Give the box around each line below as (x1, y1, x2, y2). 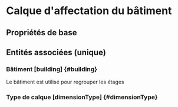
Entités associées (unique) (6, 47, 106, 57)
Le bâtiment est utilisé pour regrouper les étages (6, 78, 124, 86)
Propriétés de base (6, 28, 77, 38)
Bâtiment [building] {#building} (6, 65, 98, 73)
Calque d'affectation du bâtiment (6, 4, 172, 18)
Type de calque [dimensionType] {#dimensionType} (6, 93, 158, 101)
